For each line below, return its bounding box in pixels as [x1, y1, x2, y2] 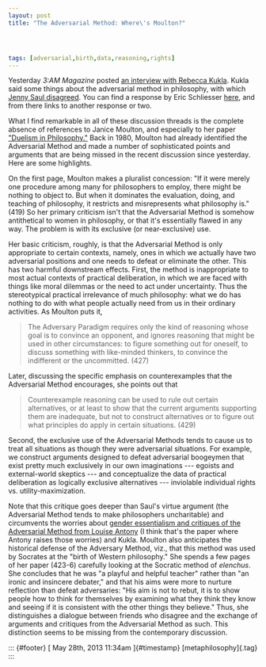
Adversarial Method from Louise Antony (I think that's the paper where [8, 527, 239, 536]
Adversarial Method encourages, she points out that [8, 379, 178, 389]
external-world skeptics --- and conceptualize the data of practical [8, 469, 227, 479]
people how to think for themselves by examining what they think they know [8, 594, 256, 604]
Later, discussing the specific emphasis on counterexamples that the [8, 372, 233, 381]
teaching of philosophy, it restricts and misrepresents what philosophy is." [8, 199, 249, 208]
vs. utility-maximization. [8, 486, 85, 496]
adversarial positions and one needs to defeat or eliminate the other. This [8, 257, 247, 266]
